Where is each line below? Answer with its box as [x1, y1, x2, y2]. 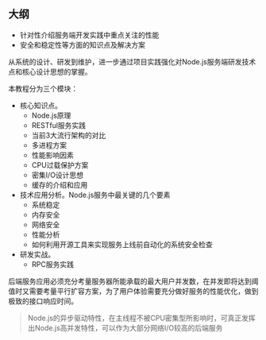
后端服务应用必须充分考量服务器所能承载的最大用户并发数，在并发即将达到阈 [8, 276, 259, 286]
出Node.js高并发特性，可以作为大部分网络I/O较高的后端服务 [27, 323, 223, 332]
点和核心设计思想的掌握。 [8, 67, 92, 76]
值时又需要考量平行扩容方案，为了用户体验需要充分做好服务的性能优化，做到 [8, 286, 259, 296]
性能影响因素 [31, 150, 74, 160]
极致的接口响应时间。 [8, 296, 78, 306]
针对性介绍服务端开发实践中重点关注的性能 [19, 30, 160, 40]
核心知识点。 [19, 100, 62, 110]
